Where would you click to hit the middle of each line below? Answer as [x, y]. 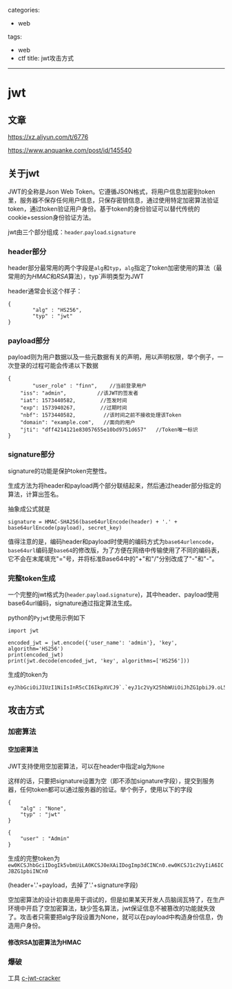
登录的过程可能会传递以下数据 [56, 366]
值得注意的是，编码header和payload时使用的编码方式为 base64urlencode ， [113, 541]
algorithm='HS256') [36, 649]
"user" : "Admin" [45, 839]
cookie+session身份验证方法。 [51, 217]
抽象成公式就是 [29, 508]
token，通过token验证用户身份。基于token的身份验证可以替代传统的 [104, 209]
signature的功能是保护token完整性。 [59, 470]
